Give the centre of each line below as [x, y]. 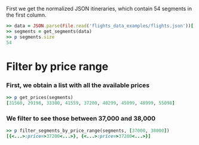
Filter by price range [57, 67]
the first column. [26, 15]
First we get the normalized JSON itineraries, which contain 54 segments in [99, 9]
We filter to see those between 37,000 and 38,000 [81, 118]
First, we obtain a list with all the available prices [78, 85]
